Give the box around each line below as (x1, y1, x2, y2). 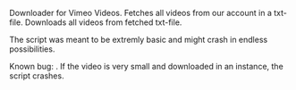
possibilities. (9, 44, 55, 54)
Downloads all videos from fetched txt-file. (25, 17, 182, 28)
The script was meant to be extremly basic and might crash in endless (9, 35, 268, 45)
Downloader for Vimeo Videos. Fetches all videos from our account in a (9, 8, 273, 18)
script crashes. (9, 70, 64, 81)
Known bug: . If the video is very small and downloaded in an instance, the (9, 61, 283, 71)
